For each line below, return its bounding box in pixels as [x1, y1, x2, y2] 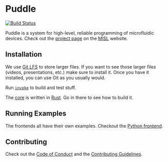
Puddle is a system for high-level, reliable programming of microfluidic [5, 30, 154, 36]
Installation [5, 50, 42, 59]
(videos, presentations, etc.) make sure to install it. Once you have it [5, 69, 149, 75]
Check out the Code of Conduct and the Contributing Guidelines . [5, 151, 143, 157]
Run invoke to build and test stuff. [5, 84, 76, 90]
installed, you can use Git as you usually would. [5, 75, 106, 81]
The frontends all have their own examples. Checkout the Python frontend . [5, 123, 163, 129]
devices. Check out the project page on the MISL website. [5, 35, 128, 41]
